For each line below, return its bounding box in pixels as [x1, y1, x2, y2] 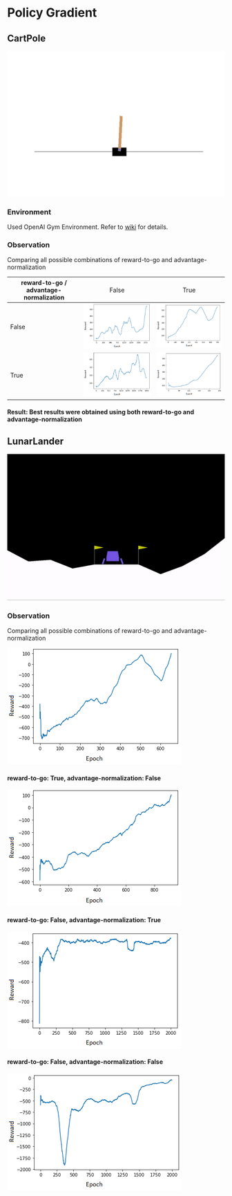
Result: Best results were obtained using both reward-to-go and [7, 408, 195, 416]
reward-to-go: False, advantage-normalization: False [7, 1058, 164, 1066]
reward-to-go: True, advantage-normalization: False [7, 773, 161, 782]
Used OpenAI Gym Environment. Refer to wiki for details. [7, 223, 168, 231]
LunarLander [7, 435, 64, 447]
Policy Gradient [7, 5, 97, 21]
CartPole [7, 33, 46, 44]
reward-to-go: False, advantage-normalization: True [7, 915, 161, 924]
